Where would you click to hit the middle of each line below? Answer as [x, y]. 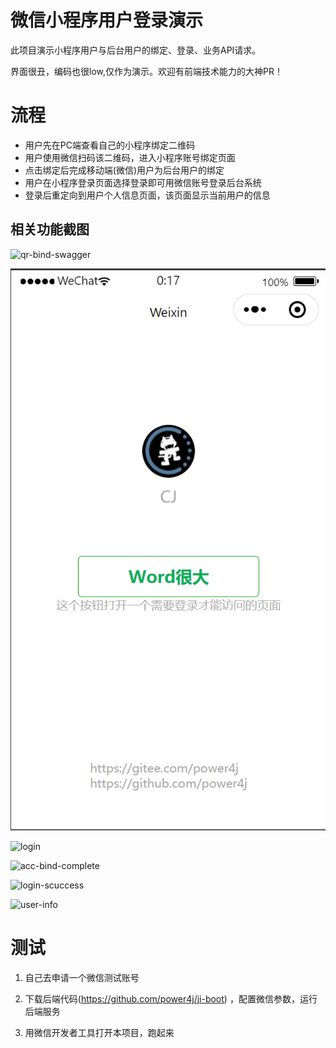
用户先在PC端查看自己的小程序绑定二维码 [109, 145]
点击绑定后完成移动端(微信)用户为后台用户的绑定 [124, 170]
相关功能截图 [50, 229]
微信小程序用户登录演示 [107, 20]
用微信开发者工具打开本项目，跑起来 [99, 1032]
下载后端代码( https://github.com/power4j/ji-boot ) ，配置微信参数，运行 [171, 998]
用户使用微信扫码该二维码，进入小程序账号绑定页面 [130, 157]
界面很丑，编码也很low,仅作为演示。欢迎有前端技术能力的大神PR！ [146, 71]
